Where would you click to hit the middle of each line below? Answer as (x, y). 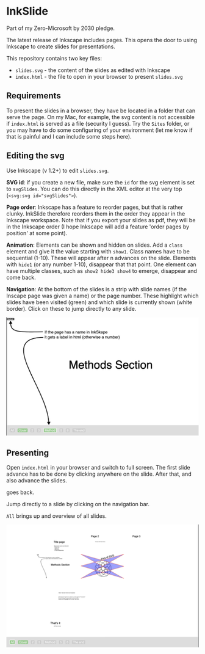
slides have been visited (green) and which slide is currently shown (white (99, 302)
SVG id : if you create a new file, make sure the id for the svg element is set (101, 182)
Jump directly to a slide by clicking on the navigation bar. (78, 504)
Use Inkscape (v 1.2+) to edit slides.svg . (58, 170)
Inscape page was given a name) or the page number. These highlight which (103, 296)
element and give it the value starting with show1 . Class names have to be (98, 251)
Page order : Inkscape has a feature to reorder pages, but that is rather (95, 207)
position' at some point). (37, 233)
